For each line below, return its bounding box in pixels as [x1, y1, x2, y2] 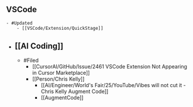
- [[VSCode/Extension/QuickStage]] [16, 25, 104, 31]
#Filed [23, 57, 39, 64]
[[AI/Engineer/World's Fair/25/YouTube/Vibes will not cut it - [40, 81, 186, 88]
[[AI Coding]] [14, 41, 63, 51]
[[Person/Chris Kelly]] [32, 75, 85, 82]
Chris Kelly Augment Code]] [40, 88, 109, 95]
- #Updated [6, 20, 33, 26]
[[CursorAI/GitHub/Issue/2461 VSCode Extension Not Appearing [32, 63, 188, 70]
